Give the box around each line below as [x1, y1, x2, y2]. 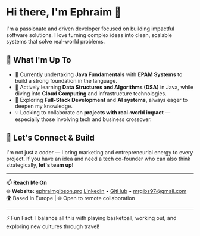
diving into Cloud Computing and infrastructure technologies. [14, 89, 167, 97]
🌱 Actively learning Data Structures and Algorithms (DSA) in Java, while [14, 83, 194, 91]
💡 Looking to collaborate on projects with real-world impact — [14, 108, 171, 116]
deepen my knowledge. [14, 103, 73, 110]
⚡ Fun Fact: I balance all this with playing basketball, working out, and [6, 214, 177, 221]
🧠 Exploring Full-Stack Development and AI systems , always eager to [14, 96, 188, 103]
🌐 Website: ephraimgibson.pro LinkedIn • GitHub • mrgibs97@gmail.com [6, 187, 187, 194]
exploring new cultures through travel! [6, 223, 100, 230]
